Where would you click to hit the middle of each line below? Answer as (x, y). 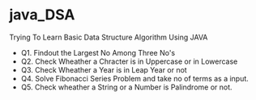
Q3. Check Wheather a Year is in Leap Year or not (104, 69)
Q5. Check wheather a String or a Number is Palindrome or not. (127, 87)
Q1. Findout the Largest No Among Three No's (98, 52)
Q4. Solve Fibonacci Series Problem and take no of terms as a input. (135, 78)
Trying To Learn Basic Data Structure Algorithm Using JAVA (109, 37)
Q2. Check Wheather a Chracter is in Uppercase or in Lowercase (129, 61)
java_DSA (42, 15)
